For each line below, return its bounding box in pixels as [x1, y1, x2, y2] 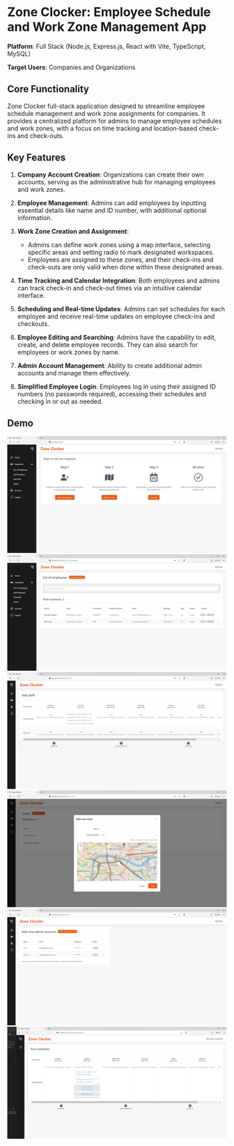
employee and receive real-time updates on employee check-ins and [17, 312, 215, 320]
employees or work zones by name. [17, 348, 120, 356]
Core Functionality [7, 83, 89, 95]
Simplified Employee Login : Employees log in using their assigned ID [17, 382, 216, 391]
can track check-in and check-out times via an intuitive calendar [17, 283, 202, 292]
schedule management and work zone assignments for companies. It [7, 109, 205, 117]
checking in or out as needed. [17, 397, 103, 405]
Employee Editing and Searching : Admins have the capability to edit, [17, 333, 217, 341]
